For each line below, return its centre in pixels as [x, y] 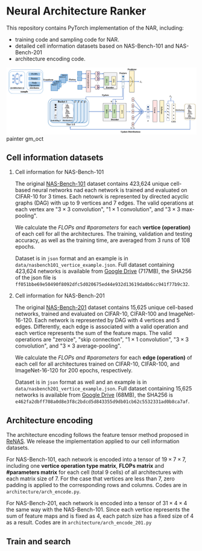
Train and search [39, 541]
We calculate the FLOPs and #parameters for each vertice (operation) [103, 228]
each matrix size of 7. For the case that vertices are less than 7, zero [90, 479]
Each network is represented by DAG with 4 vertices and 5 [107, 320]
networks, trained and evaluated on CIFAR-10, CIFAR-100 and [91, 314]
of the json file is [36, 278]
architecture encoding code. [50, 59]
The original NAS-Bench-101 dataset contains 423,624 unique [92, 184]
